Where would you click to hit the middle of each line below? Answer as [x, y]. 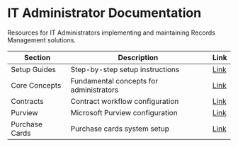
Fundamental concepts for [114, 81]
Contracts [27, 101]
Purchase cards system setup [120, 129]
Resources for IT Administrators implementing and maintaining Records [112, 33]
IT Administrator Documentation [104, 13]
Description [138, 57]
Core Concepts [36, 85]
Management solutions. [42, 40]
